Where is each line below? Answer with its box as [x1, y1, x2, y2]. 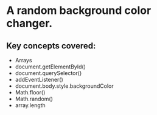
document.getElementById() [15, 63, 86, 70]
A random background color [6, 4, 152, 18]
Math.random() [15, 95, 54, 102]
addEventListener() [15, 76, 64, 83]
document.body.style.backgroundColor [15, 82, 114, 90]
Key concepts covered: [6, 41, 96, 51]
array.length [15, 102, 46, 109]
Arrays [15, 57, 32, 64]
